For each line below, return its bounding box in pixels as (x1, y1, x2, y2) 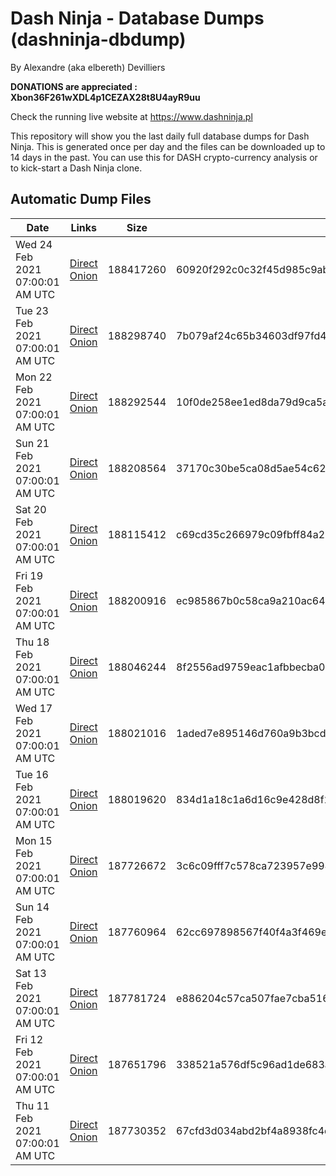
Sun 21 (15, 436, 50, 450)
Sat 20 (15, 502, 47, 516)
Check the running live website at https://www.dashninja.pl (10, 110, 253, 122)
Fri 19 (15, 568, 44, 582)
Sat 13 (15, 966, 47, 980)
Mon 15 (15, 833, 53, 847)
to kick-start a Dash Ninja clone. (10, 162, 143, 174)
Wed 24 (15, 237, 53, 251)
